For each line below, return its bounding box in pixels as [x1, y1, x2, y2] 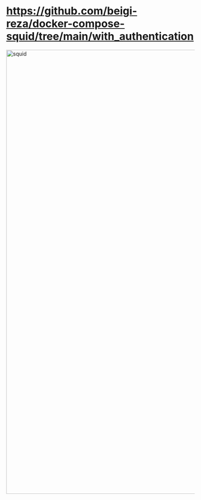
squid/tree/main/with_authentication [6, 30, 194, 43]
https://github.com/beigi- [6, 4, 138, 18]
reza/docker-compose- [6, 17, 125, 31]
